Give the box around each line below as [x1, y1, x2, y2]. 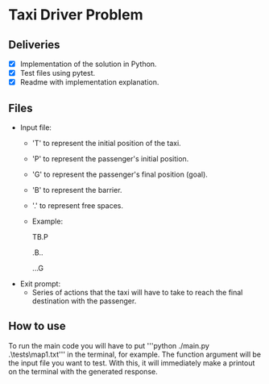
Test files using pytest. [19, 69, 96, 78]
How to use [8, 319, 66, 333]
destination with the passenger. [31, 296, 137, 306]
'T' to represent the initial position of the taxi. [31, 139, 181, 148]
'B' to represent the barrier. [31, 186, 122, 194]
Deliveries [8, 38, 60, 52]
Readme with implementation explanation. [19, 77, 159, 87]
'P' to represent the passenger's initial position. [31, 154, 189, 163]
